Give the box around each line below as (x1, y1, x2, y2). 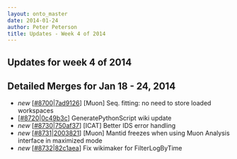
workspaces (17, 107, 54, 115)
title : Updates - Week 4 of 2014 (7, 30, 106, 37)
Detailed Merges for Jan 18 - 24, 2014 (7, 81, 176, 93)
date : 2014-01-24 (7, 17, 59, 24)
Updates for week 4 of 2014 (7, 56, 132, 68)
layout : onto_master (7, 10, 69, 18)
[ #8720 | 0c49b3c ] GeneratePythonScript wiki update (17, 114, 172, 122)
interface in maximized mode (17, 136, 103, 145)
